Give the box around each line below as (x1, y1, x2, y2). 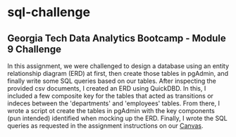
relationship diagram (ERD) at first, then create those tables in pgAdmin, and (7, 70, 229, 77)
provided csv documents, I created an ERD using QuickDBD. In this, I (7, 84, 206, 92)
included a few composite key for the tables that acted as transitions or (7, 92, 213, 100)
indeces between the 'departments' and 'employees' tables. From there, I (7, 99, 221, 107)
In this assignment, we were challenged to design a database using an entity (7, 62, 230, 70)
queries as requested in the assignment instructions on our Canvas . (7, 122, 204, 130)
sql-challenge (7, 4, 90, 20)
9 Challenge (7, 43, 62, 55)
